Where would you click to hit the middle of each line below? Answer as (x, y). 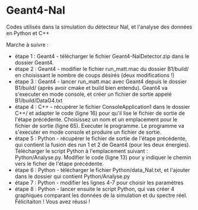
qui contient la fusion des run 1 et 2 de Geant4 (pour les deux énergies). (103, 145)
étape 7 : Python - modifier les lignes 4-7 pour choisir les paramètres (99, 183)
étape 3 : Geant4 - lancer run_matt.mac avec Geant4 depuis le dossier (101, 82)
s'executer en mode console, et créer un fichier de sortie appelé (93, 94)
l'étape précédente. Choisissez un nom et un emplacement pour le (96, 119)
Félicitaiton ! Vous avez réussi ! (52, 201)
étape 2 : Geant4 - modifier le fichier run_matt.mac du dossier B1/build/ (102, 68)
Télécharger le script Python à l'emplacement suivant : (81, 151)
